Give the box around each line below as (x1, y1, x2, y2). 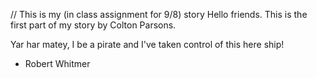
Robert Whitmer (24, 58, 91, 69)
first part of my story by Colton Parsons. (10, 19, 177, 31)
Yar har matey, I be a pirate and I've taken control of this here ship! (10, 39, 285, 50)
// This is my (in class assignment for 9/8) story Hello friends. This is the (10, 9, 308, 20)
